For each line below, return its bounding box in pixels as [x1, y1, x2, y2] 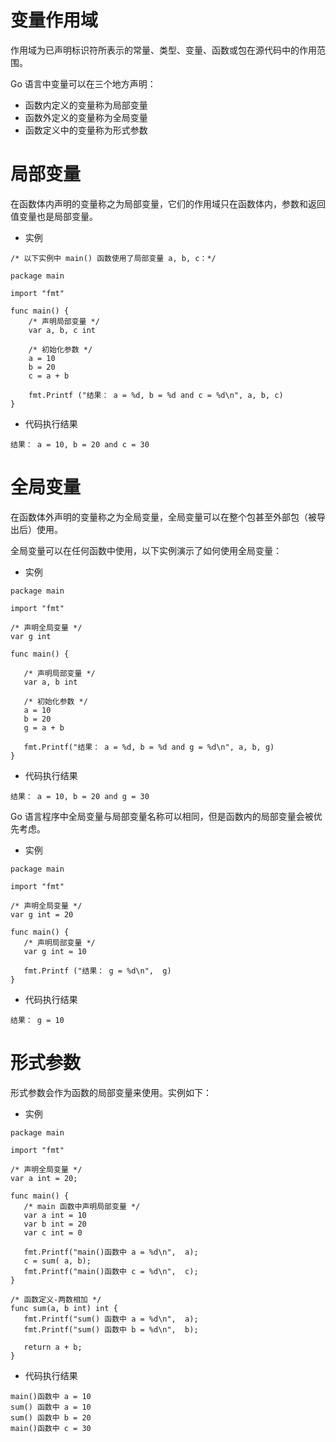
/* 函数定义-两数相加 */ [10, 1294, 102, 1305]
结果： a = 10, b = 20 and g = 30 [10, 791, 150, 801]
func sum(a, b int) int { [10, 1303, 118, 1313]
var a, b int [23, 677, 78, 687]
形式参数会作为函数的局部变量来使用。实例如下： [10, 1086, 212, 1098]
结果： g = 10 [10, 1015, 65, 1025]
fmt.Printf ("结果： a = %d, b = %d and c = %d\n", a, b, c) [28, 390, 284, 400]
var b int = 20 [23, 1219, 87, 1229]
